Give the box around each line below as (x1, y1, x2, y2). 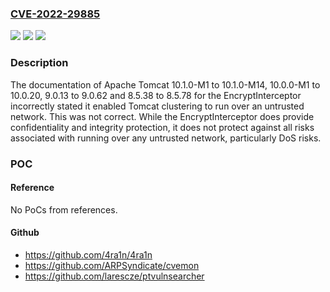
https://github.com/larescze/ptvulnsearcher (24, 270, 205, 282)
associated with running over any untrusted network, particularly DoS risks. (10, 132, 322, 144)
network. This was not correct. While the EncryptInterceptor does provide (10, 110, 315, 122)
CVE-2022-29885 (10, 7, 101, 21)
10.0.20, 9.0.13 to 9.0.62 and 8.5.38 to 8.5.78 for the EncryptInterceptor (10, 89, 302, 101)
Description (10, 56, 69, 70)
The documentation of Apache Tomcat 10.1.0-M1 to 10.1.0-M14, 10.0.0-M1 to (10, 78, 321, 91)
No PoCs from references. (10, 203, 118, 216)
